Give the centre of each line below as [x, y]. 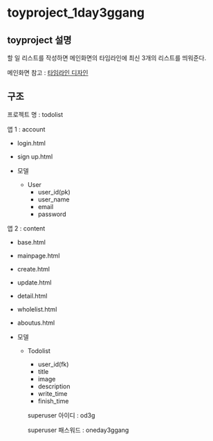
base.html [31, 242]
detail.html [32, 296]
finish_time [53, 401]
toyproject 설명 [39, 40]
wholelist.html [37, 309]
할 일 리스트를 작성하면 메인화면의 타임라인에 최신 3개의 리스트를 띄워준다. [107, 58]
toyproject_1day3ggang [76, 13]
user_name [54, 199]
